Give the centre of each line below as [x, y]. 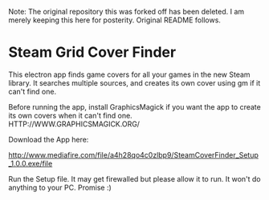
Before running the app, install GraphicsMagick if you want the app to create [134, 106]
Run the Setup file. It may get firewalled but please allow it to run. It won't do [134, 178]
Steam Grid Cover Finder [92, 52]
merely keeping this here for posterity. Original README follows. [114, 20]
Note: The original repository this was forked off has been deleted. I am [126, 12]
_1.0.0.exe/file [31, 163]
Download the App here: [49, 139]
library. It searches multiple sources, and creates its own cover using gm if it [134, 82]
